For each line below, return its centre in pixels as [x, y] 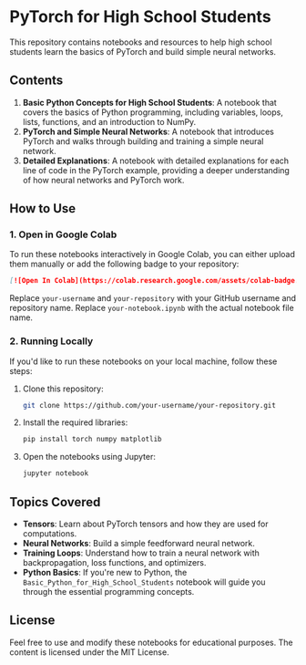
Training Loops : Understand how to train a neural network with [141, 553]
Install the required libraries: [75, 422]
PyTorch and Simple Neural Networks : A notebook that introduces [148, 131]
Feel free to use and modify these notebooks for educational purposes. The [151, 642]
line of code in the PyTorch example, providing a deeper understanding [156, 170]
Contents [36, 81]
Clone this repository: [63, 389]
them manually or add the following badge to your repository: [124, 264]
